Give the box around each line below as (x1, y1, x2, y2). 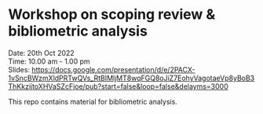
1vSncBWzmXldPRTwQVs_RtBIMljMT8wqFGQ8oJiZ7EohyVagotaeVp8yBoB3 (8, 73, 255, 83)
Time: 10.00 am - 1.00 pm (8, 57, 90, 66)
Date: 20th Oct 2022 (8, 48, 75, 57)
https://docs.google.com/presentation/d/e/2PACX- (31, 64, 195, 74)
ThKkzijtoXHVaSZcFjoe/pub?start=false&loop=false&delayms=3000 (8, 81, 229, 91)
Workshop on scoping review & (8, 6, 216, 24)
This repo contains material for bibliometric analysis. (8, 97, 178, 106)
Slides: (8, 64, 30, 74)
